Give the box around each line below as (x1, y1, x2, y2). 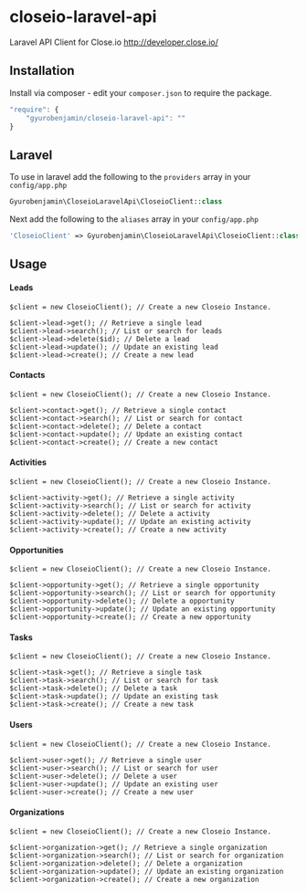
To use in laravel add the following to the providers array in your (9, 172, 251, 183)
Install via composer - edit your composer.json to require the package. (9, 87, 272, 98)
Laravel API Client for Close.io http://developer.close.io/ (9, 37, 219, 47)
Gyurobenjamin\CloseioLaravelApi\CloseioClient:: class (9, 197, 223, 206)
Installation (9, 63, 75, 79)
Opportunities (9, 544, 64, 555)
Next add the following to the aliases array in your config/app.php (9, 214, 259, 225)
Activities (9, 457, 48, 468)
